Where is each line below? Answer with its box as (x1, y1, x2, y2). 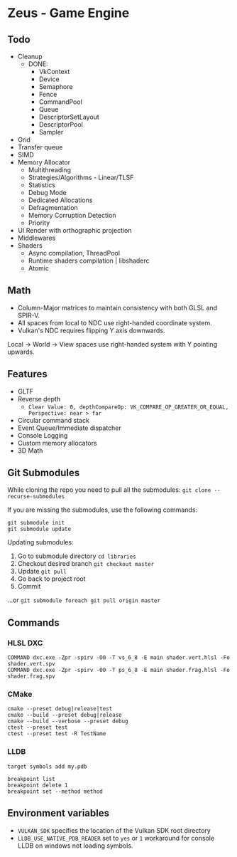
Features (7, 368, 48, 380)
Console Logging (17, 431, 68, 439)
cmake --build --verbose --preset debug (7, 717, 129, 725)
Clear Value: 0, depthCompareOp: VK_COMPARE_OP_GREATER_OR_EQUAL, (28, 404, 229, 411)
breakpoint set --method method (7, 788, 103, 795)
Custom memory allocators (17, 438, 97, 447)
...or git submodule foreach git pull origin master (7, 596, 161, 604)
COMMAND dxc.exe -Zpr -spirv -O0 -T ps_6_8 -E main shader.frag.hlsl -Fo (7, 667, 231, 674)
